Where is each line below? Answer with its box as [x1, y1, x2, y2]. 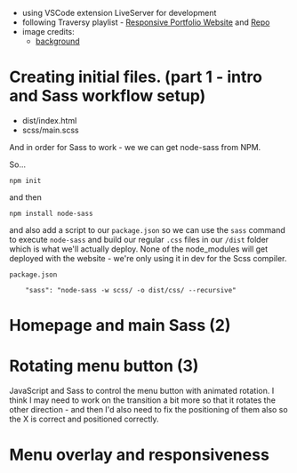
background [35, 36, 80, 46]
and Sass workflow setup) [9, 86, 206, 106]
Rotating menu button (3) [9, 356, 199, 376]
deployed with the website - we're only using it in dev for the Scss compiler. [9, 253, 287, 263]
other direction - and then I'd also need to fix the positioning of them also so [9, 405, 288, 415]
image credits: [21, 27, 76, 36]
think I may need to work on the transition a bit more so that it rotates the [9, 395, 276, 405]
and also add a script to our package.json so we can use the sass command [9, 224, 286, 235]
